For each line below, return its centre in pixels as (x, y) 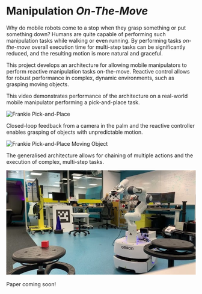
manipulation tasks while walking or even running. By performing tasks (94, 40)
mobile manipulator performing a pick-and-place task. (73, 102)
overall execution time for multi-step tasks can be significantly (109, 47)
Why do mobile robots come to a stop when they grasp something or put (96, 28)
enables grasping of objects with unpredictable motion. (75, 132)
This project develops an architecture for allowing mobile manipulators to (97, 65)
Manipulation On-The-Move (77, 11)
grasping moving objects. (38, 84)
